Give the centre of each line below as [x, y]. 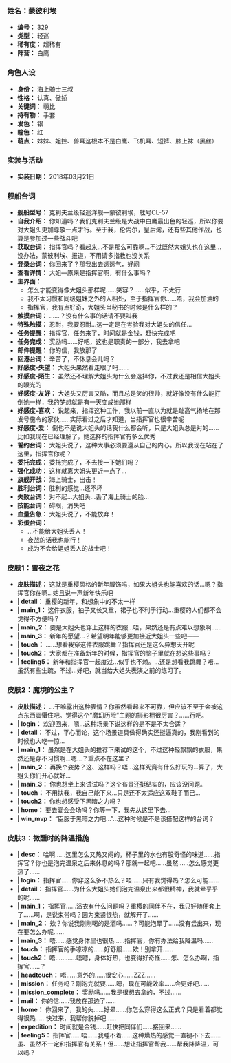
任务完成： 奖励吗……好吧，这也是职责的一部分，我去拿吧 [98, 342]
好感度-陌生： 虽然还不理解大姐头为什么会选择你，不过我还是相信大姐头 [119, 376]
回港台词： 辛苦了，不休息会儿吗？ [66, 359]
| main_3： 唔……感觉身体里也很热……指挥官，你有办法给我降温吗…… [115, 941]
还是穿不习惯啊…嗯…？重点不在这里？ [77, 758]
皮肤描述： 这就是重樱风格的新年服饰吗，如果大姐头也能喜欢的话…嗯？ [117, 585]
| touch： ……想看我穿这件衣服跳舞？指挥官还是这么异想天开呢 [106, 645]
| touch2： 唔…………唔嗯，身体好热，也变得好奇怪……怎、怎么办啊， [115, 958]
